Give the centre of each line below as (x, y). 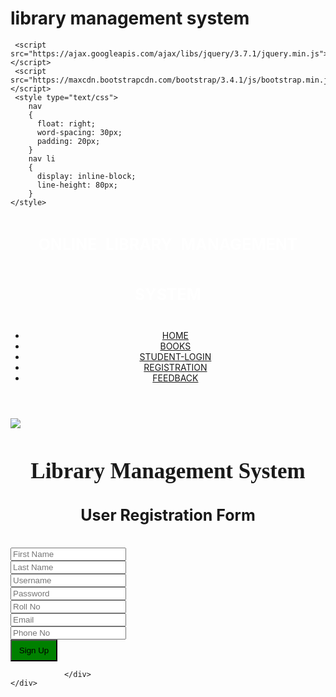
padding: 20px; (68, 141)
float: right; (66, 123)
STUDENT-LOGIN (175, 356)
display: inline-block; (86, 176)
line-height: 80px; (77, 185)
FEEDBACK (175, 378)
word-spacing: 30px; (79, 132)
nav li (42, 158)
